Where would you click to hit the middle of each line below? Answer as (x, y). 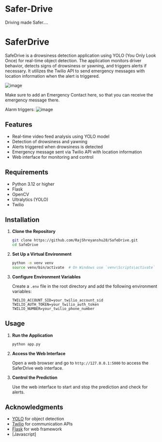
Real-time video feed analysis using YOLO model (61, 136)
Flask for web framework (37, 429)
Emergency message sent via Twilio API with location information (77, 152)
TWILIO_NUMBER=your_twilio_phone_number (53, 309)
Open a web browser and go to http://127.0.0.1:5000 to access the (80, 363)
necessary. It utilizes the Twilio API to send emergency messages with (75, 71)
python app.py (26, 344)
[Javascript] (24, 434)
